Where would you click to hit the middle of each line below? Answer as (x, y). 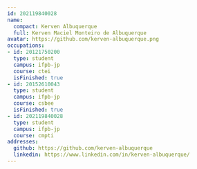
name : (15, 20)
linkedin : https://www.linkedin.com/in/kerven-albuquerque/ (102, 155)
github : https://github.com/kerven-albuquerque (83, 148)
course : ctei (32, 71)
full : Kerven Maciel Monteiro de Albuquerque (80, 33)
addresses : (23, 142)
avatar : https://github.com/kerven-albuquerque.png (83, 39)
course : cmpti (34, 135)
